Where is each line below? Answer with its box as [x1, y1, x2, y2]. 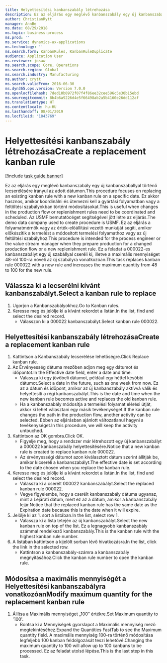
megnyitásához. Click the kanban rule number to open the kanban [19, 554, 154, 560]
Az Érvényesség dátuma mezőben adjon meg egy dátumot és [12, 364, 139, 370]
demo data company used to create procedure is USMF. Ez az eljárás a [5, 220, 151, 225]
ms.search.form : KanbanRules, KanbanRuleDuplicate [5, 49, 112, 54]
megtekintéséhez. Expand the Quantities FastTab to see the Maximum [19, 627, 162, 633]
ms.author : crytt [5, 77, 41, 82]
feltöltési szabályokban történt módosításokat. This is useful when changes [5, 204, 158, 210]
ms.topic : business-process [5, 30, 64, 35]
